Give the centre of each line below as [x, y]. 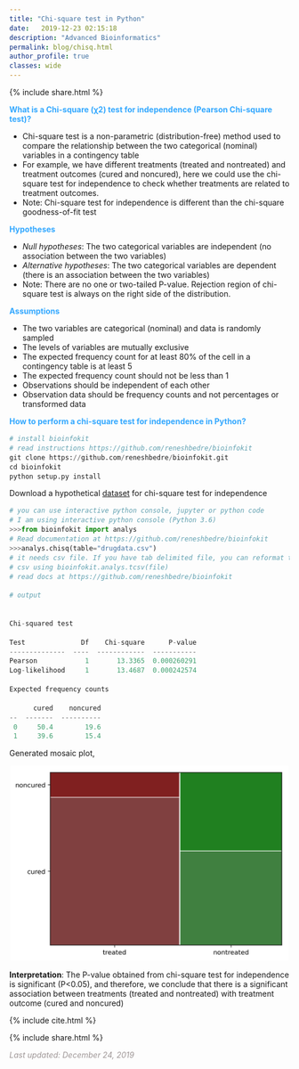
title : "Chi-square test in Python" [77, 19]
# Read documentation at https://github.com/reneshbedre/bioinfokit [139, 539]
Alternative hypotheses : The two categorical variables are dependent [149, 265]
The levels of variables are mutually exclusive [105, 347]
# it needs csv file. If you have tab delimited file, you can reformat [147, 558]
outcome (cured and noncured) [67, 1003]
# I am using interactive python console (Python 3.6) [113, 520]
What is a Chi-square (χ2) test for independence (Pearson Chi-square [141, 110]
